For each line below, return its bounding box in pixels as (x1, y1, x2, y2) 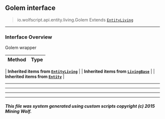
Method (7, 56, 27, 63)
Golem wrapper (5, 45, 37, 51)
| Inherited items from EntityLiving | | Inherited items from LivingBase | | (5, 68, 155, 75)
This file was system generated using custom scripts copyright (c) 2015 (5, 103, 155, 109)
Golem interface (5, 4, 55, 12)
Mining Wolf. (5, 108, 32, 114)
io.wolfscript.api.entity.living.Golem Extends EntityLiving (17, 17, 134, 22)
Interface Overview (5, 34, 53, 40)
